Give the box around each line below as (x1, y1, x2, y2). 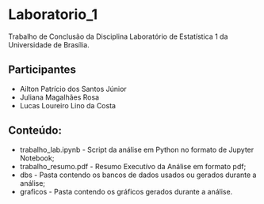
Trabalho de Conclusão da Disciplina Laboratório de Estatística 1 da (8, 32, 228, 41)
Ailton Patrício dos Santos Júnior (19, 84, 127, 93)
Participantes (8, 63, 77, 77)
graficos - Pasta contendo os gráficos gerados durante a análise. (19, 187, 233, 196)
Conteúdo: (8, 124, 62, 138)
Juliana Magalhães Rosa (19, 93, 100, 102)
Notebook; (19, 153, 55, 163)
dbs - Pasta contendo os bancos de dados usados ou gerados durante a (19, 170, 257, 179)
